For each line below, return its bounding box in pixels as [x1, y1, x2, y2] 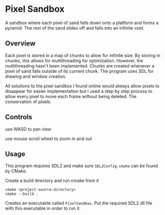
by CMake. [5, 168, 27, 174]
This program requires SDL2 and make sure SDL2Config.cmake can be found [5, 163, 159, 169]
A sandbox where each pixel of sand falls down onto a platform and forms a [5, 20, 159, 26]
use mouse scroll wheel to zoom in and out [5, 136, 92, 142]
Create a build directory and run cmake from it [5, 178, 99, 183]
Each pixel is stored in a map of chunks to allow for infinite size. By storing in [5, 52, 161, 58]
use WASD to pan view [5, 126, 52, 132]
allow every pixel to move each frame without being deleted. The [5, 93, 137, 99]
